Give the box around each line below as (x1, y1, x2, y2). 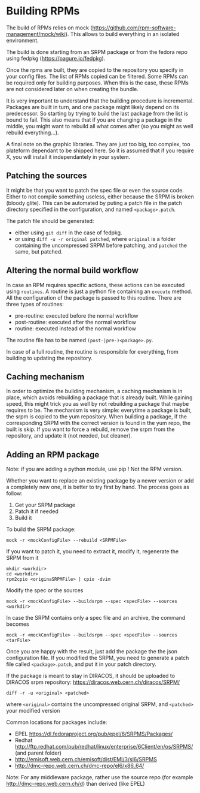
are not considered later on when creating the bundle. (6, 85, 139, 92)
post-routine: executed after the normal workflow (14, 318, 136, 325)
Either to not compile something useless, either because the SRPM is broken (6, 193, 194, 200)
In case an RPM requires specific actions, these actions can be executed (6, 281, 185, 288)
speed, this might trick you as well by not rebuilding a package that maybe (6, 400, 189, 408)
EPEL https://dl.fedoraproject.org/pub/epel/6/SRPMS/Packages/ (14, 730, 173, 738)
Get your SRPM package (14, 502, 76, 509)
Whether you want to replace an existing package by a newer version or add (6, 477, 194, 484)
